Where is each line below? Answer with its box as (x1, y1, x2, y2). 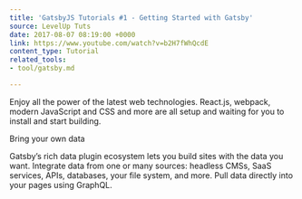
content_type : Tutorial (9, 47, 100, 56)
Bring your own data (9, 133, 85, 144)
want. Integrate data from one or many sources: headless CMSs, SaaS (9, 160, 272, 171)
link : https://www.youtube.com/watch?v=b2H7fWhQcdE (9, 38, 209, 48)
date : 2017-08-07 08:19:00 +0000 (9, 30, 136, 39)
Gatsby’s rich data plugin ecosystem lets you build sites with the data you (9, 150, 284, 161)
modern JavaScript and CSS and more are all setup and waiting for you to (9, 106, 285, 117)
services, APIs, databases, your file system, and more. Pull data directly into (9, 169, 293, 181)
